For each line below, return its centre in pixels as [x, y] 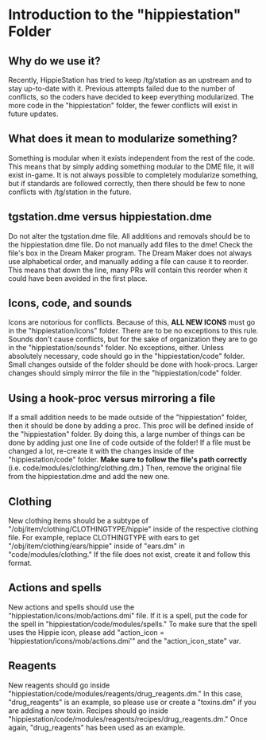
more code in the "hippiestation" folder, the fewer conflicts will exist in [123, 105]
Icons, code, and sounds [70, 304]
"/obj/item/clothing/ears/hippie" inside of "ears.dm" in [96, 546]
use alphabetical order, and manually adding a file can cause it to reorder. [128, 261]
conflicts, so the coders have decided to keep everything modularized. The [131, 97]
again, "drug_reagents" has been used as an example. [97, 727]
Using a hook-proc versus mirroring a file [112, 398]
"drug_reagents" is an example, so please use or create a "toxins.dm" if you [132, 702]
